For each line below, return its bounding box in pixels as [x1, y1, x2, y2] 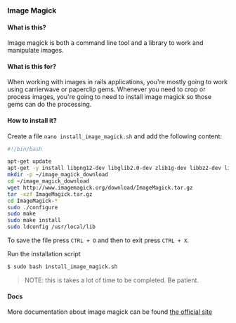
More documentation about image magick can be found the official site [7, 308, 213, 316]
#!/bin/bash [7, 145, 42, 152]
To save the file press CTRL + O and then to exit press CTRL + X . [7, 236, 190, 244]
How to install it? [7, 116, 58, 124]
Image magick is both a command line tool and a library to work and [7, 39, 204, 47]
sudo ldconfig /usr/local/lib [7, 223, 96, 230]
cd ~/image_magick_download [7, 178, 90, 185]
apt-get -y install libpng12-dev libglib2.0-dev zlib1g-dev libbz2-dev [7, 164, 221, 172]
